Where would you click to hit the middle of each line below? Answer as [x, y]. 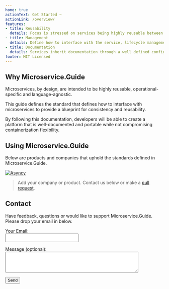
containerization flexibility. [32, 130]
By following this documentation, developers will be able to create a [75, 119]
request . [26, 188]
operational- [146, 89]
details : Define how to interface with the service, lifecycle [77, 43]
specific [14, 94]
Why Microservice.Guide [45, 77]
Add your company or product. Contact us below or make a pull [83, 182]
